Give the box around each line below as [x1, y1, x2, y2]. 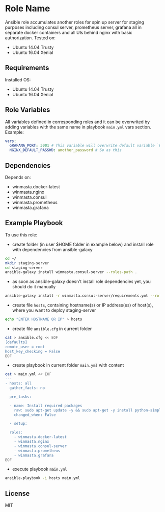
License [5, 489, 30, 498]
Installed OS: [5, 77, 31, 82]
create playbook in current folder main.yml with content [12, 362, 124, 368]
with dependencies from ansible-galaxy [12, 246, 93, 253]
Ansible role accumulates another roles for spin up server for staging [5, 19, 144, 25]
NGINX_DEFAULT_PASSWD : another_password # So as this [9, 148, 122, 153]
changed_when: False [14, 412, 56, 417]
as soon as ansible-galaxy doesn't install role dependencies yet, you [12, 279, 151, 284]
